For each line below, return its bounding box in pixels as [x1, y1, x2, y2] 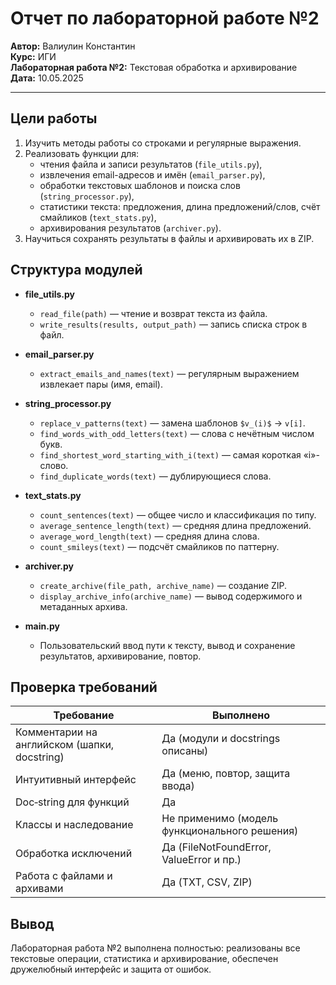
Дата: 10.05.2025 [10, 72, 84, 84]
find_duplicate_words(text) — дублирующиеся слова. [39, 470, 272, 482]
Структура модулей [10, 262, 143, 279]
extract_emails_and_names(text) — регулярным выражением [39, 367, 300, 379]
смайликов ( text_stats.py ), [39, 211, 157, 223]
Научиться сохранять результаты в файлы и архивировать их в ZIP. [24, 232, 315, 244]
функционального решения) [161, 824, 299, 838]
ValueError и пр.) [161, 853, 242, 867]
